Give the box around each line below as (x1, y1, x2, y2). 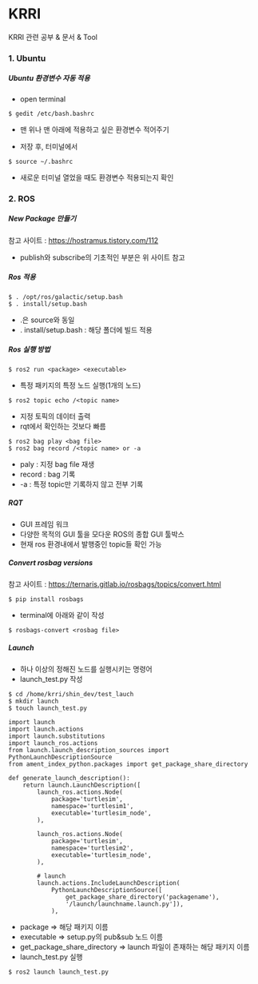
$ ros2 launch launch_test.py (8, 968, 109, 976)
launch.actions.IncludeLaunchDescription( (37, 878, 181, 887)
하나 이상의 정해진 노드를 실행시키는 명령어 (19, 664, 153, 674)
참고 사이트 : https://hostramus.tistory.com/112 (8, 235, 159, 245)
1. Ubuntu (8, 53, 46, 64)
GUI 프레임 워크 (19, 519, 69, 528)
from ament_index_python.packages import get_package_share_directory (8, 760, 248, 768)
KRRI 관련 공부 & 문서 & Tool (8, 32, 98, 42)
